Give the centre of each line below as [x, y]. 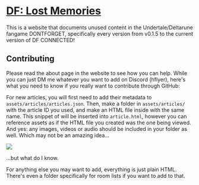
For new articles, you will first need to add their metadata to [79, 97]
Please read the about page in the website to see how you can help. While [97, 73]
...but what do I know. [32, 158]
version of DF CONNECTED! [41, 40]
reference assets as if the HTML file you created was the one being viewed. [99, 123]
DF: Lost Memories [54, 11]
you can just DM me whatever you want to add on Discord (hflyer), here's [96, 79]
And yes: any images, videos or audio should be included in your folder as [97, 128]
